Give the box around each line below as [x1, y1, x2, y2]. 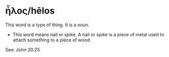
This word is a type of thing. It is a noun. [5, 22, 90, 28]
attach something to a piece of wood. [12, 37, 92, 43]
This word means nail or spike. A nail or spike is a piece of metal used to [12, 31, 164, 37]
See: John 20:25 [5, 46, 40, 52]
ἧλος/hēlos [5, 5, 55, 17]
